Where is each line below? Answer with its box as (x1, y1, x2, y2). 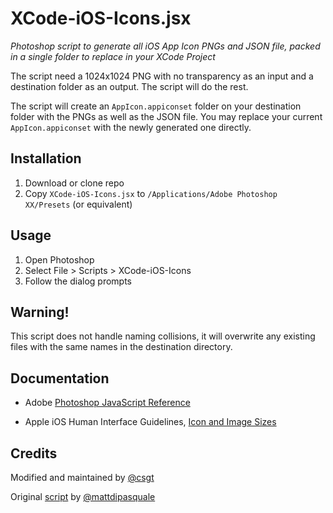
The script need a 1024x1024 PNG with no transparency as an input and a (10, 70, 314, 82)
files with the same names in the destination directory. (10, 341, 233, 353)
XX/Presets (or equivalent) (24, 198, 133, 210)
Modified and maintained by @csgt (10, 472, 155, 483)
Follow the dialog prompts (24, 275, 132, 287)
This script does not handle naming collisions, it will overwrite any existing (10, 330, 316, 342)
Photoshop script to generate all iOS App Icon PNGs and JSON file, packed (10, 40, 321, 52)
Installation (10, 150, 82, 167)
